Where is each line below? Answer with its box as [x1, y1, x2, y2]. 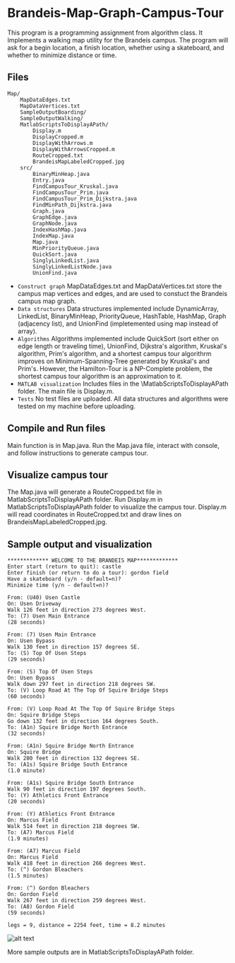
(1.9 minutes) [7, 835, 49, 842]
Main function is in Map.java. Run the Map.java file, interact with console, [7, 441, 220, 449]
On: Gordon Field [7, 891, 59, 898]
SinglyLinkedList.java [32, 256, 100, 264]
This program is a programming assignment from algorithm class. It [7, 28, 203, 37]
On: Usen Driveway [7, 601, 61, 608]
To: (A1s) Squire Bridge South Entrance [7, 761, 128, 768]
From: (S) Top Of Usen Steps [7, 668, 93, 675]
